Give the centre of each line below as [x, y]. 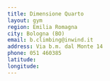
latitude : [22, 60]
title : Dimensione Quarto [45, 14]
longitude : [23, 66]
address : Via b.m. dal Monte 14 [55, 46]
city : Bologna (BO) [36, 33]
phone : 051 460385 [34, 54]
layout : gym [25, 20]
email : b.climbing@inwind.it [50, 40]
